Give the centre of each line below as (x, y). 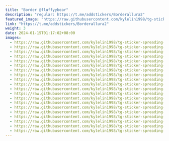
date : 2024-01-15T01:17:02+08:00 (40, 33)
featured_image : (22, 19)
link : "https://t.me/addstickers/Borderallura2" (57, 24)
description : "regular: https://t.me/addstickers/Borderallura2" (75, 14)
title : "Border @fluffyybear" (37, 10)
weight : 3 (16, 28)
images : (13, 38)
